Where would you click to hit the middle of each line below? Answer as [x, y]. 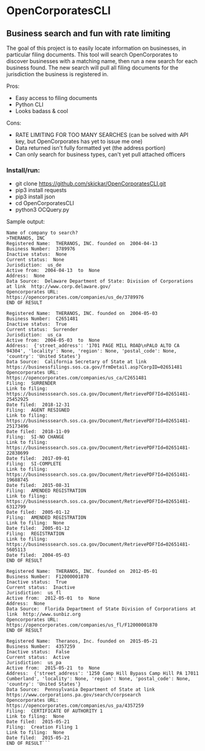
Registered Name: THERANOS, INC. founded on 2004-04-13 [82, 244]
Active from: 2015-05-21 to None [53, 668]
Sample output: [25, 222]
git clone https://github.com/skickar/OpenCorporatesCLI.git [91, 184]
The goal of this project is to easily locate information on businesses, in [96, 48]
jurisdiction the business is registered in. [57, 74]
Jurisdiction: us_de [34, 265]
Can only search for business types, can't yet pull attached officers [100, 154]
